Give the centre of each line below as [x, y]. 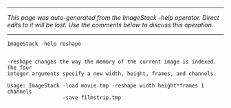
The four [20, 68]
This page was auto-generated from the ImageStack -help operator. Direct [113, 17]
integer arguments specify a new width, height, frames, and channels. [112, 74]
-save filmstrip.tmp [92, 98]
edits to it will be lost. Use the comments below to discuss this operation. [110, 25]
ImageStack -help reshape [44, 44]
